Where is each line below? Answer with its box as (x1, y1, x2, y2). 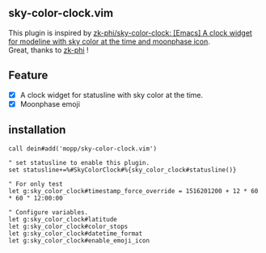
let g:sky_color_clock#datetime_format (8, 230, 143, 238)
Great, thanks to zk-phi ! (8, 44, 89, 55)
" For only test (8, 179, 63, 188)
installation (8, 123, 66, 137)
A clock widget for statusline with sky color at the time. (19, 90, 204, 99)
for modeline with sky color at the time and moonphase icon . (8, 36, 210, 46)
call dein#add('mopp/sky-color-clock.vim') (8, 145, 158, 153)
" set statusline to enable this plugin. (8, 158, 150, 167)
